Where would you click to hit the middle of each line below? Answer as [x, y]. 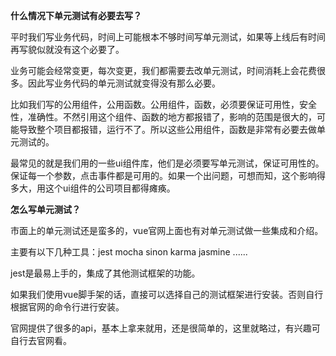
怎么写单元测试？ [45, 209]
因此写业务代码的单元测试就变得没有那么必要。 [124, 83]
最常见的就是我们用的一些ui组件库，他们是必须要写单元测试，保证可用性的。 [167, 163]
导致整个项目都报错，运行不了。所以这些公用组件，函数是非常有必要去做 [167, 129]
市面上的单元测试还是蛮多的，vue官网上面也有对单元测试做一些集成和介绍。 [167, 230]
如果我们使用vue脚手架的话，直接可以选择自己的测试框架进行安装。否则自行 [167, 294]
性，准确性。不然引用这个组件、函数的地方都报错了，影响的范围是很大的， [163, 117]
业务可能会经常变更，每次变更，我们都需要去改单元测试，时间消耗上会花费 [163, 70]
